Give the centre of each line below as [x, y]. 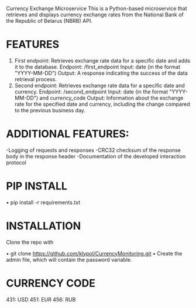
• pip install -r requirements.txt [43, 202]
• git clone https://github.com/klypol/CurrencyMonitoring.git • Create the [94, 253]
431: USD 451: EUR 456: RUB [41, 299]
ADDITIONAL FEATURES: [68, 134]
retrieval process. [36, 79]
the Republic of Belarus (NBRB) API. [49, 21]
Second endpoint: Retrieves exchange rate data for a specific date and [100, 85]
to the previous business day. [50, 110]
